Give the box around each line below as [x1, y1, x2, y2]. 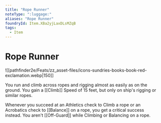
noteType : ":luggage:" [5, 12, 52, 17]
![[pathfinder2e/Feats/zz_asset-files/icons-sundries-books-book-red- [5, 67, 147, 73]
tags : [5, 25, 16, 30]
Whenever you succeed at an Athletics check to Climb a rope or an [5, 101, 141, 108]
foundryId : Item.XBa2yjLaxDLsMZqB [5, 21, 76, 26]
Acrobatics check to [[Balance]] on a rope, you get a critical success [5, 107, 144, 113]
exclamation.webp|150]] [5, 72, 54, 78]
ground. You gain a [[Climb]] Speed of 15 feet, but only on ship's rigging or [5, 87, 157, 93]
